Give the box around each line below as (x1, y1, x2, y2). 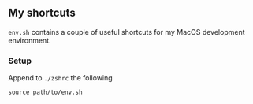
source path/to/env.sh (8, 88, 83, 97)
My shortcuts (8, 6, 76, 20)
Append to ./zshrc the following (8, 73, 113, 83)
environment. (8, 35, 51, 45)
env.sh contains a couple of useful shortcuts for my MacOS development (8, 27, 245, 36)
